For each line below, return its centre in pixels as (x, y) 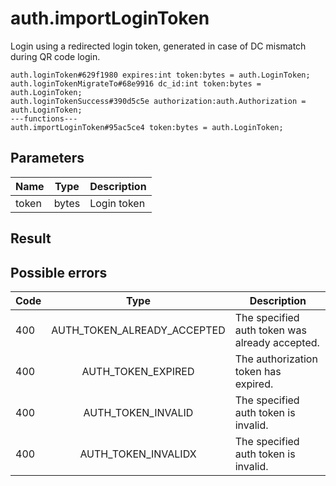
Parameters (47, 158)
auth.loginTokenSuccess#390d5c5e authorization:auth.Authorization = (158, 101)
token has (258, 371)
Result (31, 238)
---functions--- (44, 118)
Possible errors (59, 272)
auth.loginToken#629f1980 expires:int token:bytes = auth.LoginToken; (160, 75)
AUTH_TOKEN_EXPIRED (138, 371)
